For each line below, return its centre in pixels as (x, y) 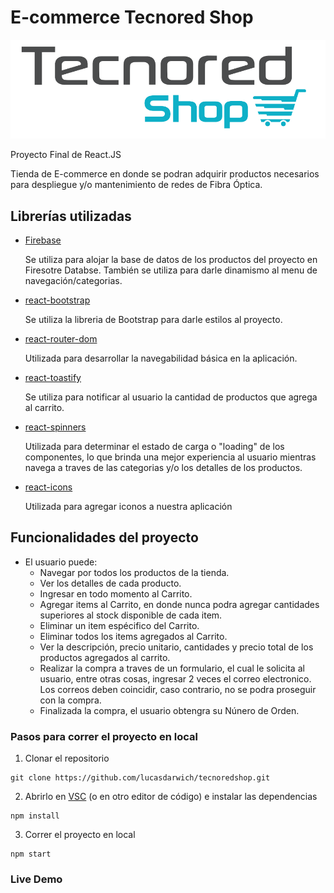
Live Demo (36, 879)
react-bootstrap (57, 300)
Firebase (43, 240)
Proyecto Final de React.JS (66, 155)
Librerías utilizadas (71, 216)
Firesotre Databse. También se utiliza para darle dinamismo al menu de (171, 270)
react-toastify (53, 377)
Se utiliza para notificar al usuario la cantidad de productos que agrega (171, 397)
